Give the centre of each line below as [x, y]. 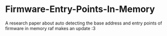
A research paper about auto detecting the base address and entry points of [84, 23]
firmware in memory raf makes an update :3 [50, 28]
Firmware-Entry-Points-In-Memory [80, 9]
